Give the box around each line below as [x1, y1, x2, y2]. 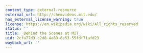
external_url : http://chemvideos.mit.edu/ [5, 12, 97, 17]
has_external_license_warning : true [5, 17, 83, 22]
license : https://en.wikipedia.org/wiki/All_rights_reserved [5, 21, 138, 27]
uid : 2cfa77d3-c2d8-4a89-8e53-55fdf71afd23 [5, 36, 100, 41]
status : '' [5, 26, 29, 31]
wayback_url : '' [5, 40, 40, 45]
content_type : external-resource [5, 7, 77, 13]
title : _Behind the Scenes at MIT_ [5, 31, 81, 36]
